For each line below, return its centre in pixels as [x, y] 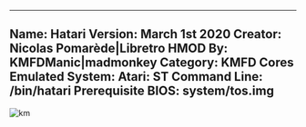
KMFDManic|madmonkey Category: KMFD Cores [152, 63]
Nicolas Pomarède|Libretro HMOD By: [119, 49]
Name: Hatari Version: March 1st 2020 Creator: [146, 34]
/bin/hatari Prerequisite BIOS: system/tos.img [142, 91]
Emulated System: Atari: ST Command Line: [136, 77]
